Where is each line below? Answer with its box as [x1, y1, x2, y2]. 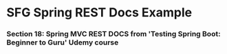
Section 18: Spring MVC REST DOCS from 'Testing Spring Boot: [6, 29, 221, 39]
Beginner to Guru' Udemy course [6, 38, 119, 47]
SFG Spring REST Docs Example [6, 5, 193, 21]
